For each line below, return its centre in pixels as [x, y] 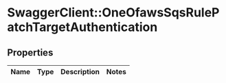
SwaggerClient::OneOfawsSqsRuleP [113, 13]
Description [80, 72]
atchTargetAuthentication [82, 27]
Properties [30, 52]
